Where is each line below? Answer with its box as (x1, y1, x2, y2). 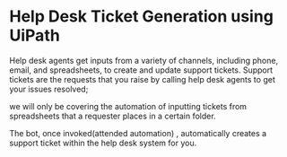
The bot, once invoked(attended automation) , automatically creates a (9, 127, 267, 138)
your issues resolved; (9, 83, 89, 94)
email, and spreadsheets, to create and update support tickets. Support (9, 65, 274, 75)
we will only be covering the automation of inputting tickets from (9, 100, 248, 111)
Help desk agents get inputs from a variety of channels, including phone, (9, 55, 279, 65)
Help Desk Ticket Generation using (9, 6, 274, 27)
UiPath (9, 25, 60, 46)
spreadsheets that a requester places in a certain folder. (9, 110, 217, 121)
